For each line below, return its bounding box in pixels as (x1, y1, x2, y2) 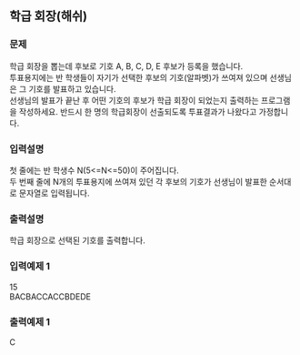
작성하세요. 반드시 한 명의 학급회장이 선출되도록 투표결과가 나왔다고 (18, 106, 257, 117)
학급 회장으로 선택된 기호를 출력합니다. (9, 235, 145, 246)
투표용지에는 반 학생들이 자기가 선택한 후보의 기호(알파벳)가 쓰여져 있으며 (9, 72, 268, 83)
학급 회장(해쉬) (9, 8, 88, 25)
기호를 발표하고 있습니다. (28, 83, 116, 94)
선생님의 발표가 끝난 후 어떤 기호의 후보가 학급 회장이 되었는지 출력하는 (9, 95, 259, 106)
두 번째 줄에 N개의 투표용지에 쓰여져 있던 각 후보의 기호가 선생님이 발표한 (9, 176, 268, 187)
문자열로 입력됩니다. (18, 188, 90, 198)
